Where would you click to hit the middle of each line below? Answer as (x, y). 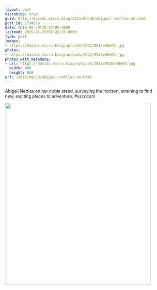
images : (13, 41)
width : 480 (20, 68)
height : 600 (22, 73)
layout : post (18, 9)
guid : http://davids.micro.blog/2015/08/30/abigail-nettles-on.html (76, 18)
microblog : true (21, 14)
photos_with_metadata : (28, 59)
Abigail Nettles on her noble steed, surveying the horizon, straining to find (79, 91)
